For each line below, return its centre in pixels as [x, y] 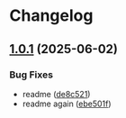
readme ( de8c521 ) [56, 94]
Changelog [51, 16]
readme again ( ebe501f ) [67, 104]
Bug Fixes [31, 75]
